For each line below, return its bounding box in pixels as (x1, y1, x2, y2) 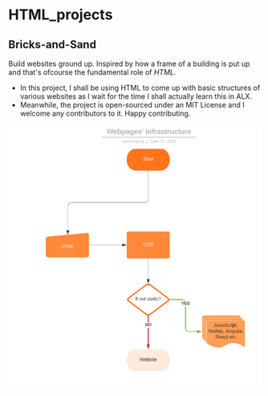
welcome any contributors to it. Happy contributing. (19, 108, 191, 118)
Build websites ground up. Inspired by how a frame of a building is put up (8, 59, 250, 68)
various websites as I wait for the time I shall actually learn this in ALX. (19, 92, 253, 101)
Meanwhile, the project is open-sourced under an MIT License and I (19, 100, 245, 109)
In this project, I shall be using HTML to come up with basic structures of (19, 83, 261, 92)
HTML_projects (8, 6, 113, 24)
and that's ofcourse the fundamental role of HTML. (8, 67, 177, 77)
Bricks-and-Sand (8, 38, 96, 51)
